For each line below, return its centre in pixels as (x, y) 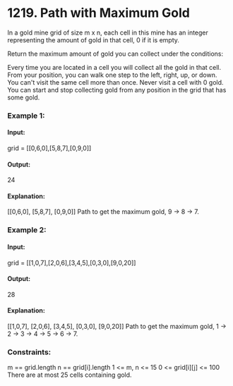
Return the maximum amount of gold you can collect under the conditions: (115, 54)
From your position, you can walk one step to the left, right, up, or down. (112, 75)
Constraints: (29, 352)
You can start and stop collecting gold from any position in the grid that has (117, 90)
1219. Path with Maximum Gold (99, 13)
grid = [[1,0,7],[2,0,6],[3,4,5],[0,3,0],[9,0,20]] (72, 263)
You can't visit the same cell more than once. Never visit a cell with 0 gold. (115, 82)
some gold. (24, 97)
